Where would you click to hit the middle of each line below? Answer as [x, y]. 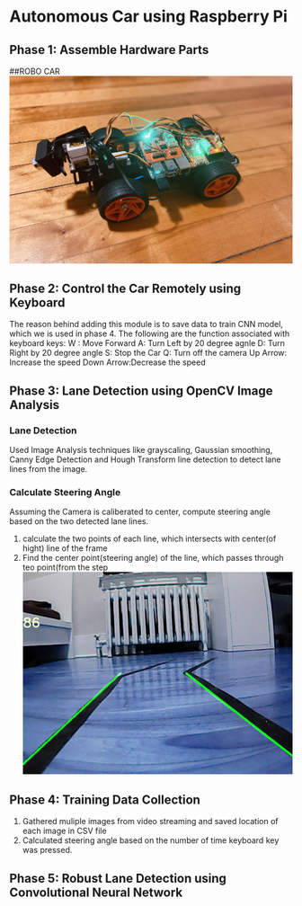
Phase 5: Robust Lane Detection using [118, 878]
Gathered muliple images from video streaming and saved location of [150, 822]
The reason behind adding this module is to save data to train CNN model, [146, 324]
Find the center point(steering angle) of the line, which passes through [153, 558]
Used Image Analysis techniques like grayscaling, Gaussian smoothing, [141, 450]
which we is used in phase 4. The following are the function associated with [150, 333]
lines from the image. [49, 469]
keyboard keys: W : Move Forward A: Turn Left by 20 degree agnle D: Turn [147, 343]
